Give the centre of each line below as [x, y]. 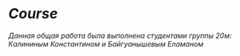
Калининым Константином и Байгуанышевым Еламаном [106, 43]
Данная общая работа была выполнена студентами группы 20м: [120, 35]
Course [33, 14]
